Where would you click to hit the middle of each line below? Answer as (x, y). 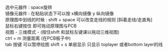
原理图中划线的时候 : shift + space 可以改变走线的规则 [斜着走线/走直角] (79, 20)
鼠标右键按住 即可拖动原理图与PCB (41, 26)
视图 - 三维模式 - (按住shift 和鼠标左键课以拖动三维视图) (62, 32)
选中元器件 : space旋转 (29, 7)
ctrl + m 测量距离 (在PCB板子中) (38, 38)
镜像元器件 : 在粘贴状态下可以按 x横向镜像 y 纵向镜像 (59, 13)
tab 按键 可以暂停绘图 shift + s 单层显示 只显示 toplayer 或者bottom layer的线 (84, 44)
